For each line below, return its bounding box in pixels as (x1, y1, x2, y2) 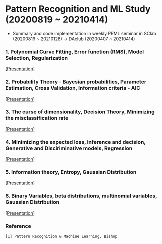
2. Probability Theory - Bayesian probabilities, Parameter (5, 78, 147, 85)
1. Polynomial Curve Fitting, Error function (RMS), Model (5, 48, 144, 55)
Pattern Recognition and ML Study (5, 3, 151, 15)
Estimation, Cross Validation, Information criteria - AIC (5, 85, 140, 92)
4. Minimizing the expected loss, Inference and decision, (5, 138, 146, 145)
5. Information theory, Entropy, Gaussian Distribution (5, 169, 137, 176)
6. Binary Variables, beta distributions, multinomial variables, (5, 192, 157, 199)
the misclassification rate (5, 115, 69, 122)
